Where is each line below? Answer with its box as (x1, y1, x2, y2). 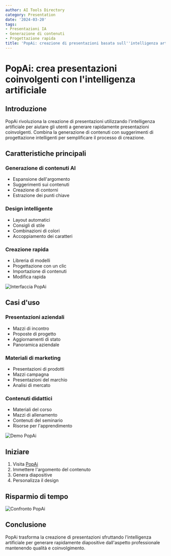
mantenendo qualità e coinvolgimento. (5, 545, 85, 551)
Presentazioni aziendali (5, 313, 65, 321)
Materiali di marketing (5, 354, 61, 361)
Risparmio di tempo (5, 492, 69, 501)
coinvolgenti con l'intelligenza (5, 74, 136, 85)
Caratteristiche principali (5, 149, 87, 158)
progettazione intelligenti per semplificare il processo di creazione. (5, 134, 145, 140)
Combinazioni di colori (12, 228, 60, 234)
